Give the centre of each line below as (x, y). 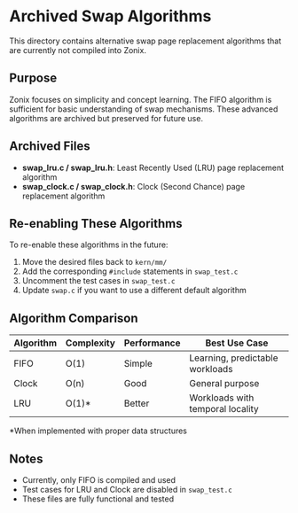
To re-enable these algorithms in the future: (89, 245)
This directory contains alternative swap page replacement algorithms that (145, 41)
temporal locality (224, 409)
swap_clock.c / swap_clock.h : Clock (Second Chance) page (133, 186)
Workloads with (222, 398)
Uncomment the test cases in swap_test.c (98, 281)
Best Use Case (237, 343)
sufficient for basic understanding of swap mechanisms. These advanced (144, 109)
